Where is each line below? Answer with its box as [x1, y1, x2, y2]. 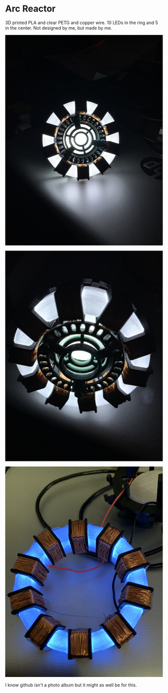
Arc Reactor [5, 3, 56, 15]
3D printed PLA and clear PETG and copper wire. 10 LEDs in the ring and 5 [5, 20, 158, 26]
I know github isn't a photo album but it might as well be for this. [5, 682, 137, 688]
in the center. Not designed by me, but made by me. [5, 25, 112, 31]
